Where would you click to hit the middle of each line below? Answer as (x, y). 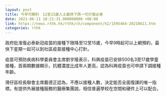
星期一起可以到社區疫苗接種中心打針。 (53, 49)
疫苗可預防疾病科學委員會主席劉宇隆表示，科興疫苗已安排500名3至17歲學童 (82, 59)
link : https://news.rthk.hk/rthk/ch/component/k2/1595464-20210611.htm (80, 24)
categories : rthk (23, 28)
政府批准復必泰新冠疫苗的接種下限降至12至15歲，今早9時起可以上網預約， (80, 43)
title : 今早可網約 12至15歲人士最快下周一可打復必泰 (54, 14)
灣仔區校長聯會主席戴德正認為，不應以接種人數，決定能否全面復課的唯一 (79, 83)
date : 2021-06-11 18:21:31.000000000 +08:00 (52, 19)
